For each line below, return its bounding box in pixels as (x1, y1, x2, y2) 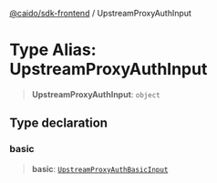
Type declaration (9, 116, 108, 131)
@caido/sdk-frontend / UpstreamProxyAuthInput (9, 8, 191, 18)
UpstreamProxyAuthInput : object (31, 88, 161, 99)
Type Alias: (9, 40, 98, 60)
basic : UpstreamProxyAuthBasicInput (31, 163, 169, 174)
